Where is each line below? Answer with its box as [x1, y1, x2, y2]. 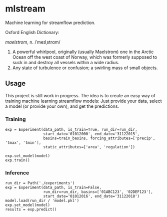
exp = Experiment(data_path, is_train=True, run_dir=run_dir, [5, 127, 137, 132]
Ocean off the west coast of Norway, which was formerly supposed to [12, 54, 157, 60]
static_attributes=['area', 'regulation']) [43, 145, 135, 150]
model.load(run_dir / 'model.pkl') [5, 198, 79, 203]
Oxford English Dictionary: [5, 29, 59, 35]
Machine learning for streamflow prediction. [5, 20, 96, 26]
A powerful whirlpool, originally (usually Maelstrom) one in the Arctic [12, 49, 154, 55]
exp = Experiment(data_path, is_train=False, [5, 185, 101, 190]
